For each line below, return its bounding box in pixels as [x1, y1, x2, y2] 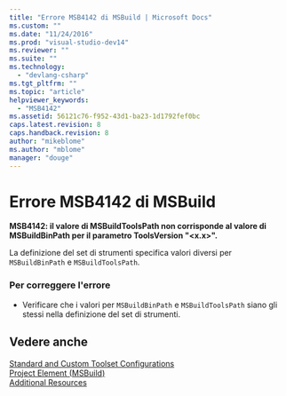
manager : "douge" [9, 153, 74, 162]
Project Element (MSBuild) [9, 368, 106, 378]
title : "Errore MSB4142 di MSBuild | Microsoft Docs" [9, 12, 213, 22]
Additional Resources [9, 376, 87, 387]
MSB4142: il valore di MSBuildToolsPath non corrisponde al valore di [9, 221, 266, 232]
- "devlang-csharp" [17, 71, 90, 80]
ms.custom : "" [9, 21, 62, 30]
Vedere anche [9, 335, 89, 350]
